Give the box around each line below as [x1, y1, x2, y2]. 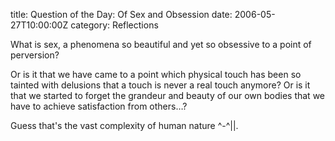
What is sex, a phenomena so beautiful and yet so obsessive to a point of [10, 39, 312, 50]
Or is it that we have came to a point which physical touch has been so [10, 69, 302, 80]
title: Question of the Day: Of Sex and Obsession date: [10, 9, 233, 20]
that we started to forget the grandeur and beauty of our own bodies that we [10, 90, 325, 101]
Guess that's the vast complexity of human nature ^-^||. [10, 120, 239, 131]
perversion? [10, 49, 60, 61]
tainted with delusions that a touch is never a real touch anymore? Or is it [10, 79, 311, 91]
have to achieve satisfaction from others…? [10, 100, 188, 112]
